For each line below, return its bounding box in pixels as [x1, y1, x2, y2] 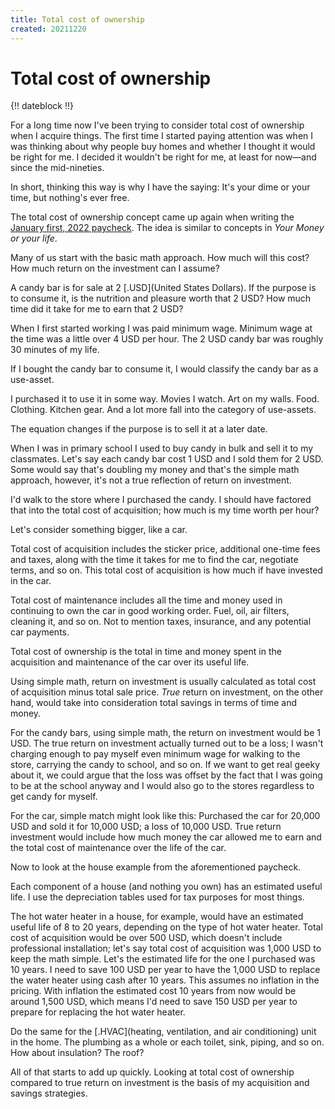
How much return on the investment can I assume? [10, 262, 220, 275]
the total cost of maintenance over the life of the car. [10, 842, 227, 854]
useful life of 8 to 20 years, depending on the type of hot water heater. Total [10, 921, 323, 933]
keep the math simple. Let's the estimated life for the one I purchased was [10, 953, 316, 965]
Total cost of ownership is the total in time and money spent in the [10, 646, 282, 658]
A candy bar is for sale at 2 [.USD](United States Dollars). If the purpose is [10, 282, 317, 294]
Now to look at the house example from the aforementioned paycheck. [10, 861, 302, 873]
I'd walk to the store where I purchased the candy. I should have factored [10, 494, 312, 506]
